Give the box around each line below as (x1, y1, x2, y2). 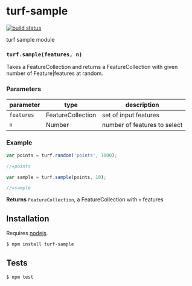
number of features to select (101, 120, 183, 129)
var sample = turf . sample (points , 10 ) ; (6, 174, 107, 180)
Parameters (6, 85, 41, 93)
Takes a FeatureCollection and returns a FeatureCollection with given (6, 63, 178, 71)
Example (6, 138, 33, 147)
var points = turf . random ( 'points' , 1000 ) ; (6, 152, 118, 158)
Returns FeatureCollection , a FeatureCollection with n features (6, 196, 164, 203)
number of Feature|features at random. (6, 70, 104, 77)
